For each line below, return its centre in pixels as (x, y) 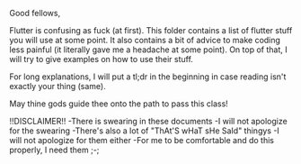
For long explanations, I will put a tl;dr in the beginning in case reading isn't (148, 77)
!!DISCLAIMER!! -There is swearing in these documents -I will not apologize (148, 121)
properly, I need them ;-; (54, 150)
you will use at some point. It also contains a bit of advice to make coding (145, 40)
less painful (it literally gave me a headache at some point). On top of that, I (148, 50)
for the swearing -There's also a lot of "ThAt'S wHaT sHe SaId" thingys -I (145, 131)
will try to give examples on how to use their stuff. (101, 59)
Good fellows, (35, 13)
